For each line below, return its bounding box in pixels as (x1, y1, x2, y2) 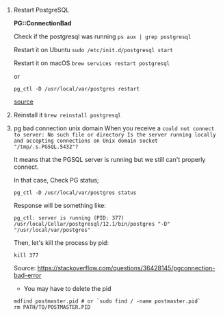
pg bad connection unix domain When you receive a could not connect (13, 124, 215, 132)
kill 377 (13, 252, 39, 259)
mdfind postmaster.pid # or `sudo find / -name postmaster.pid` (13, 298, 201, 305)
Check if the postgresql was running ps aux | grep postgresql (13, 32, 192, 40)
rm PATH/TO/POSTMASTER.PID (13, 304, 91, 311)
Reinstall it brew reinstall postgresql (13, 111, 121, 119)
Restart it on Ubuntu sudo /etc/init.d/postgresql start (13, 46, 173, 54)
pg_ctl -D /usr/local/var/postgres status (13, 189, 137, 196)
